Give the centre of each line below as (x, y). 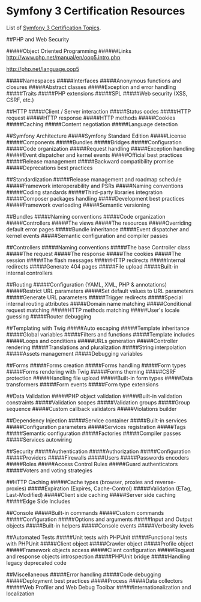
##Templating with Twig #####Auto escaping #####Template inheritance (98, 328)
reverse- (166, 482)
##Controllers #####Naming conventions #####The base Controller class (98, 247)
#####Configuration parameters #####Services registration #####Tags (96, 427)
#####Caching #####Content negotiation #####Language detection (92, 124)
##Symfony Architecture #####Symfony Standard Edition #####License (96, 136)
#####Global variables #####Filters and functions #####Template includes (100, 334)
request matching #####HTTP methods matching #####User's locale (93, 310)
